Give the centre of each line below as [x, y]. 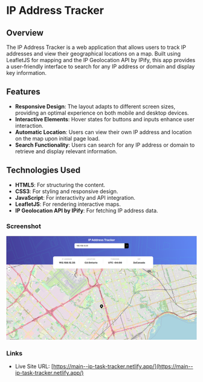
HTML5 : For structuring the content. [60, 185]
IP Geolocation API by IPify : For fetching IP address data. [86, 210]
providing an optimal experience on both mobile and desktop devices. [102, 113]
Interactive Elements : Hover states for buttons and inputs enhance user [105, 119]
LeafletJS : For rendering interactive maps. [68, 204]
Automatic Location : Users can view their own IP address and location [103, 132]
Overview [25, 33]
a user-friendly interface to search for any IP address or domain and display [101, 66]
